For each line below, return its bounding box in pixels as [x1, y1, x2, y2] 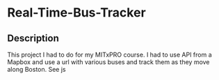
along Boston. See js [7, 66, 66, 73]
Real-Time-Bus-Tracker [7, 5, 146, 21]
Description [7, 32, 59, 44]
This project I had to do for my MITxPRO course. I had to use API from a [7, 50, 212, 59]
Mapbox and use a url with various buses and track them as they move [7, 58, 210, 66]
